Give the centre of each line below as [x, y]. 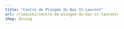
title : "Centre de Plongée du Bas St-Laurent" [54, 10]
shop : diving [19, 19]
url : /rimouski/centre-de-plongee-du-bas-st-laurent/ [62, 14]
